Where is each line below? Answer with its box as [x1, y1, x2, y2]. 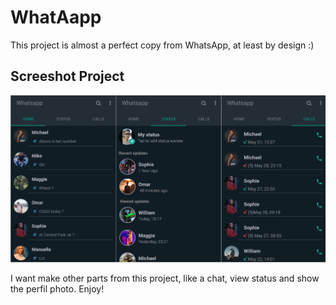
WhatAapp [10, 6, 102, 29]
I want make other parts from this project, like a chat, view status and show [10, 272, 320, 284]
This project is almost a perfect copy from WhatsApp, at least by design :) [10, 39, 315, 51]
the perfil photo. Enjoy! [10, 282, 105, 295]
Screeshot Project [10, 68, 125, 85]
